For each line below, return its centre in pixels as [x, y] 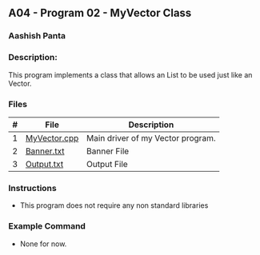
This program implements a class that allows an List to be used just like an [130, 74]
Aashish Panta [37, 36]
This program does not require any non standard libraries [114, 205]
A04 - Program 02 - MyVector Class [100, 13]
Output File [107, 164]
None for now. [43, 244]
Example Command [47, 226]
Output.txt [44, 164]
